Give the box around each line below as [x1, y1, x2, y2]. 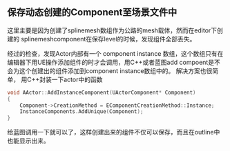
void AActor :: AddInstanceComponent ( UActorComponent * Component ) [7, 89, 196, 96]
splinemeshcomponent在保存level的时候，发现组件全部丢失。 [20, 34, 196, 43]
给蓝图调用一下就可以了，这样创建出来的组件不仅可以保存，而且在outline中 [7, 128, 220, 137]
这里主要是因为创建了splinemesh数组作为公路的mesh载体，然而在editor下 [7, 26, 218, 34]
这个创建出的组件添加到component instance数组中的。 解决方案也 [19, 66, 207, 74]
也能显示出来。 [7, 137, 50, 145]
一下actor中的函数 [51, 75, 103, 83]
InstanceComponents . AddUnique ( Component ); [19, 108, 144, 115]
